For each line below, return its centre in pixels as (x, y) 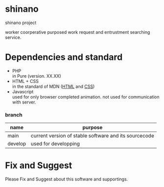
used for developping (55, 144)
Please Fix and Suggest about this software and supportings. (67, 179)
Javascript (23, 91)
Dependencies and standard (64, 57)
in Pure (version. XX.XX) (36, 76)
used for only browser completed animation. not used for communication (86, 97)
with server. (24, 102)
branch (14, 115)
